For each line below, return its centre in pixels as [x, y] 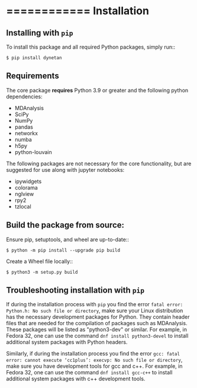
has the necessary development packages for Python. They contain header [98, 317]
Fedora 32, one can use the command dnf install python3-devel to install [97, 336]
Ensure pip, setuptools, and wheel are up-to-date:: [67, 239]
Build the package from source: [65, 225]
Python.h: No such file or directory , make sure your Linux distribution [95, 311]
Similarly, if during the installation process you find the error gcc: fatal [93, 354]
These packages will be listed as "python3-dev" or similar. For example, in [97, 329]
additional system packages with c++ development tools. [76, 379]
